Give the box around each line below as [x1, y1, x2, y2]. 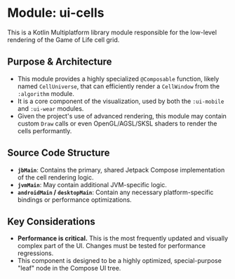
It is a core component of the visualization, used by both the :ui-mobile [17, 97, 224, 105]
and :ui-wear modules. [17, 104, 84, 113]
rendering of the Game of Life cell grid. [7, 35, 120, 43]
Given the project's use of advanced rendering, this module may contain [17, 111, 227, 120]
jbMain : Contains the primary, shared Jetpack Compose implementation [17, 165, 225, 174]
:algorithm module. [17, 89, 75, 97]
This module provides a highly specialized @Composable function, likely [17, 74, 220, 83]
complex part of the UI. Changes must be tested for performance [17, 242, 206, 250]
